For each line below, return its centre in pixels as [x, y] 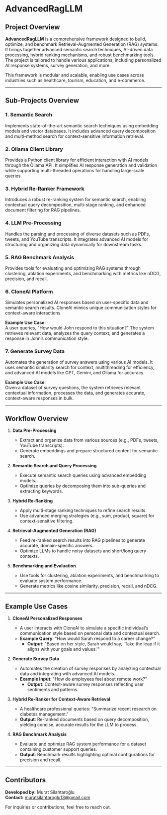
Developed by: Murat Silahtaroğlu [40, 792]
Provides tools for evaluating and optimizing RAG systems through [73, 268]
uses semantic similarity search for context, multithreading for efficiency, [80, 367]
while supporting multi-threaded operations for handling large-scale [75, 170]
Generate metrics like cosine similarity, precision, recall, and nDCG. [89, 586]
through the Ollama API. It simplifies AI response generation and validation [81, 165]
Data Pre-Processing [34, 430]
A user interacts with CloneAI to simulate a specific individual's [84, 628]
